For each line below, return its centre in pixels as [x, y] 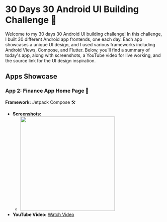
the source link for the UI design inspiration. [51, 60]
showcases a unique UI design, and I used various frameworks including [80, 44]
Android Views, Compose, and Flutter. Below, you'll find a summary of [77, 50]
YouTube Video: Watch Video [43, 214]
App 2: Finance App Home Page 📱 [47, 91]
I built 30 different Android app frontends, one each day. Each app [74, 39]
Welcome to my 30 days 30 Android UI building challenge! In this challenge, [84, 34]
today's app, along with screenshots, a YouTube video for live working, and [83, 55]
